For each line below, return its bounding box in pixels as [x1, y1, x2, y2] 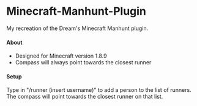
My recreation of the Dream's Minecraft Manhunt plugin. [6, 25, 149, 32]
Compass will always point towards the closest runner [15, 59, 152, 66]
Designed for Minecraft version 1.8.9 [15, 52, 107, 59]
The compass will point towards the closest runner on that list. [6, 93, 163, 100]
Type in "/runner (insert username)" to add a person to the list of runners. [6, 86, 191, 94]
